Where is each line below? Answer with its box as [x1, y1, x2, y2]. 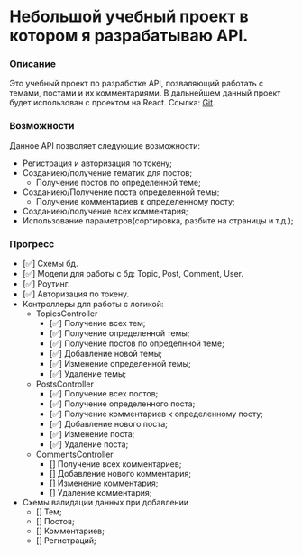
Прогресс [9, 237, 55, 250]
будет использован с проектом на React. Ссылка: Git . [9, 97, 215, 108]
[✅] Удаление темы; [49, 368, 127, 379]
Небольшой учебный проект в [9, 6, 250, 27]
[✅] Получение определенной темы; [49, 328, 190, 339]
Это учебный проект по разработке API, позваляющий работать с [9, 78, 264, 89]
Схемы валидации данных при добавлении [22, 497, 189, 508]
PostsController [35, 378, 95, 389]
